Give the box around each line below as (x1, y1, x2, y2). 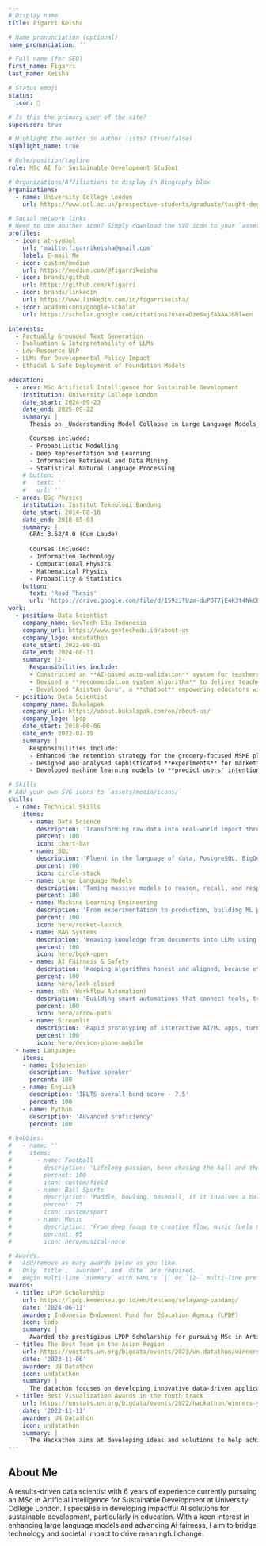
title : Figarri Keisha (8, 19, 83, 27)
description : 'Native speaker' (28, 1068, 133, 1076)
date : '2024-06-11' (22, 1303, 87, 1311)
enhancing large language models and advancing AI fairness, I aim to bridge (8, 1520, 257, 1529)
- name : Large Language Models (28, 877, 133, 884)
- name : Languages (15, 1046, 77, 1054)
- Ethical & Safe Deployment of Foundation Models (15, 362, 186, 370)
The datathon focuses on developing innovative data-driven (28, 1385, 232, 1393)
